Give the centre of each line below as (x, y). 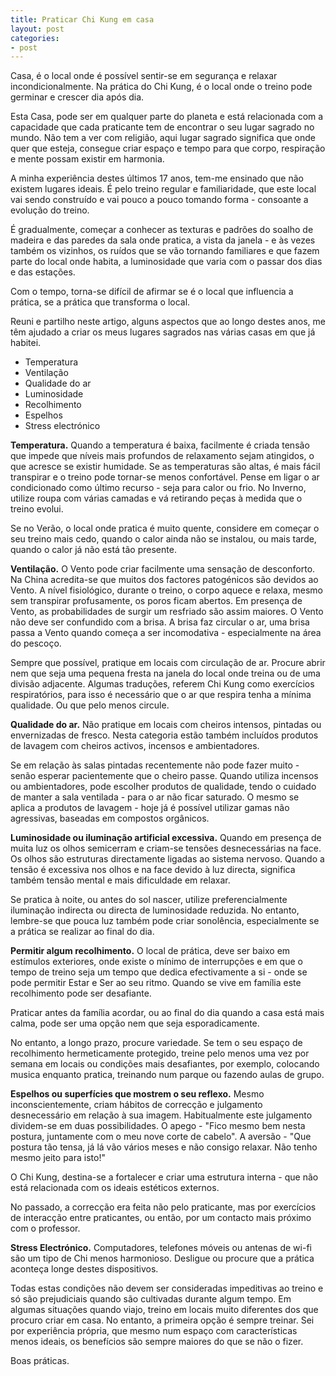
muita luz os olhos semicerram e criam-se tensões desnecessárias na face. (166, 848)
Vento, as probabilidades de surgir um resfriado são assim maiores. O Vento (167, 612)
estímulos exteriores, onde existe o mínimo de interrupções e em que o (156, 962)
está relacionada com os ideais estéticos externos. (115, 1188)
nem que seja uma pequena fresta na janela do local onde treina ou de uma (165, 673)
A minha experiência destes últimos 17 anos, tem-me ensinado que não (157, 178)
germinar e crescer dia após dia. (77, 97)
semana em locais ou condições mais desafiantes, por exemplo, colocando (165, 1064)
